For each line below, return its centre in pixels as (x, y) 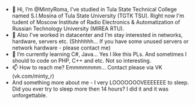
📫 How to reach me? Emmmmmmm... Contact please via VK (87, 67)
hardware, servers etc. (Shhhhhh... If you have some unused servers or (100, 41)
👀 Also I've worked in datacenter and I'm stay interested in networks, (97, 35)
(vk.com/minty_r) (33, 76)
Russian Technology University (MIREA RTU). (68, 28)
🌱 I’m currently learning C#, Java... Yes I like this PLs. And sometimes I (99, 54)
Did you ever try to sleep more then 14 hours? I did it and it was (90, 89)
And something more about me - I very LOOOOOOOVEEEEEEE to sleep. (101, 82)
